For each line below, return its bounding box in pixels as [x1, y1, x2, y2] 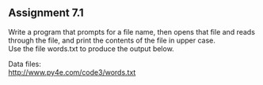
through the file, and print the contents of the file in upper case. [8, 35, 216, 45]
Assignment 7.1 [8, 6, 85, 20]
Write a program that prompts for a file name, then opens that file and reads [8, 27, 256, 36]
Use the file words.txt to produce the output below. [8, 43, 174, 54]
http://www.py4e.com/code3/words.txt [8, 67, 136, 77]
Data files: [8, 59, 41, 68]
